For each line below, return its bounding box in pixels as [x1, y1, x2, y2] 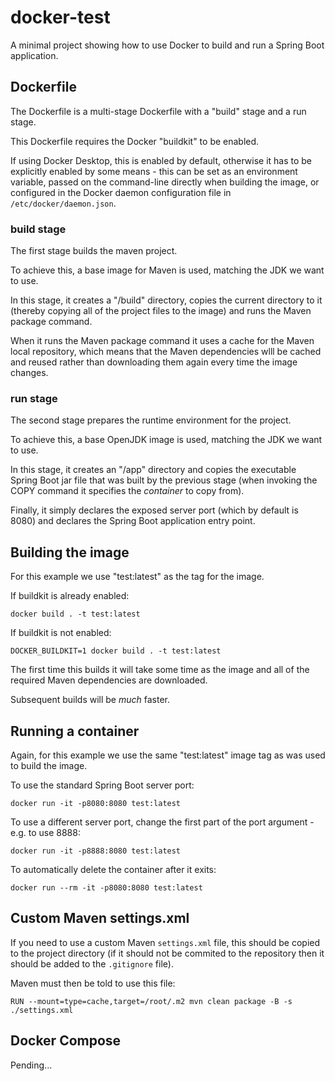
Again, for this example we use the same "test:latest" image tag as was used [10, 749, 326, 761]
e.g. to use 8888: [10, 826, 81, 838]
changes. [10, 367, 49, 379]
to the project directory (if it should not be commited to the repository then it [10, 947, 325, 959]
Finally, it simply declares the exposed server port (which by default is [10, 504, 299, 516]
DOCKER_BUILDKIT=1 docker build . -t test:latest [10, 646, 222, 656]
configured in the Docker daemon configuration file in [10, 186, 232, 198]
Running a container [10, 722, 140, 740]
